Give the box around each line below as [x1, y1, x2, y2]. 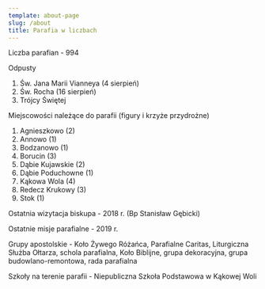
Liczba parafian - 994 [8, 48, 79, 58]
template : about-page [8, 11, 80, 20]
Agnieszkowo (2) [19, 126, 75, 135]
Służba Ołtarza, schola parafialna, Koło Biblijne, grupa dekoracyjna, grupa [8, 248, 248, 257]
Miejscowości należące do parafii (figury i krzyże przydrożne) [8, 111, 210, 120]
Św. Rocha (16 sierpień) [19, 87, 97, 97]
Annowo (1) [19, 135, 57, 144]
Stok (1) [19, 193, 45, 203]
